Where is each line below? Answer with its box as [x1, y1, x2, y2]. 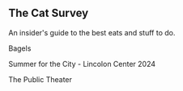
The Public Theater [8, 74, 73, 84]
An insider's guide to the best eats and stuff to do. [8, 27, 176, 37]
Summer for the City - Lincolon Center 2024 [8, 59, 156, 68]
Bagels [8, 43, 32, 53]
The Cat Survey [8, 6, 89, 20]
